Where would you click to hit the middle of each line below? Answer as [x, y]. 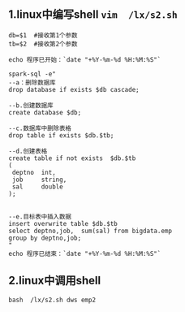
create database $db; [45, 112]
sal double [37, 186]
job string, [39, 180]
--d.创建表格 [28, 151]
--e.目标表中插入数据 [40, 217]
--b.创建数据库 [31, 105]
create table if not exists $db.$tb [72, 158]
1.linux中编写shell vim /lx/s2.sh [93, 15]
